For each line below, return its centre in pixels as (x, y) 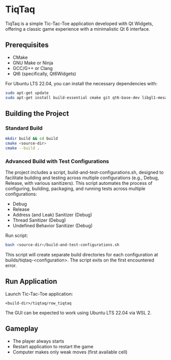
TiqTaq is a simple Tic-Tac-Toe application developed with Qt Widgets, (79, 23)
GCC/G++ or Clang (33, 68)
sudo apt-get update (27, 93)
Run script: (17, 235)
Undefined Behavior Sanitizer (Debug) (53, 226)
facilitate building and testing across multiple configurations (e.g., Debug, (82, 178)
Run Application (31, 282)
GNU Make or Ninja (33, 63)
